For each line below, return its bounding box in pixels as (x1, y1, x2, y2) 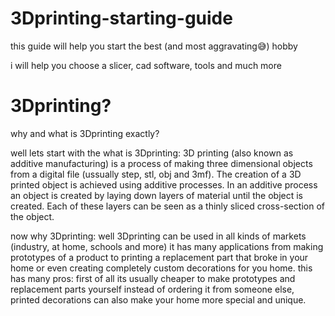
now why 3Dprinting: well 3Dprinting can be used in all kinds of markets (10, 230, 307, 242)
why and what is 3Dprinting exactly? (10, 127, 160, 139)
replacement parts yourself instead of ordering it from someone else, (10, 283, 295, 295)
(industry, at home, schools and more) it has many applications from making (10, 240, 324, 252)
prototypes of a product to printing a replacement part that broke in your (10, 251, 309, 263)
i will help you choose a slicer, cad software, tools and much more (10, 59, 282, 71)
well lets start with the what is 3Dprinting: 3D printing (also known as (10, 147, 294, 159)
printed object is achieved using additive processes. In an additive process (10, 178, 318, 191)
